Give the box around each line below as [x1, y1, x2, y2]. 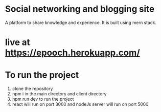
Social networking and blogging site [5, 3, 155, 15]
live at [5, 37, 30, 48]
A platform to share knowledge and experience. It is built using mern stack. [5, 20, 157, 25]
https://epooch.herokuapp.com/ [5, 47, 140, 58]
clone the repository [12, 86, 53, 91]
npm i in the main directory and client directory [12, 91, 107, 97]
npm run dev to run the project [12, 96, 74, 102]
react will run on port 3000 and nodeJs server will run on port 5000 [12, 101, 149, 107]
